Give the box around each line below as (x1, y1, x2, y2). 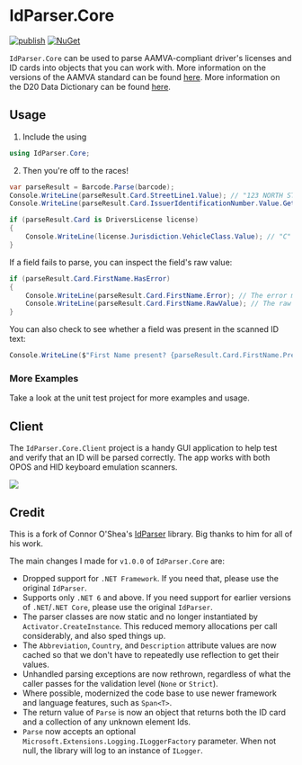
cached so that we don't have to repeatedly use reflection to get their (22, 649, 280, 660)
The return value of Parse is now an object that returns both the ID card (22, 706, 286, 717)
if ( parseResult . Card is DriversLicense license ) (9, 215, 200, 225)
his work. (9, 537, 43, 549)
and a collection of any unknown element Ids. (22, 716, 191, 727)
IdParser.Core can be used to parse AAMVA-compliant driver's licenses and (9, 52, 292, 63)
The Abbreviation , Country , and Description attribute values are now (22, 640, 277, 651)
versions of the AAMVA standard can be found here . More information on (9, 71, 280, 82)
